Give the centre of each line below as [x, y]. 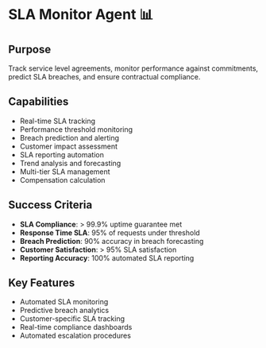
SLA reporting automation [62, 154]
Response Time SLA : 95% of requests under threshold [110, 232]
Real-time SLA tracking [58, 121]
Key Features [42, 283]
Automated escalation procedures [75, 336]
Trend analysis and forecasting [70, 163]
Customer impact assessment [68, 146]
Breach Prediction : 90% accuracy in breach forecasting [112, 241]
